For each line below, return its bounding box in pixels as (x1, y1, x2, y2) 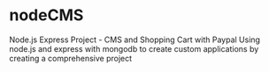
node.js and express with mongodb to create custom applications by (9, 43, 259, 54)
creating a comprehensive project (9, 53, 133, 63)
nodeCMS (9, 5, 84, 25)
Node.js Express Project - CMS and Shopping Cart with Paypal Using (9, 34, 261, 45)
